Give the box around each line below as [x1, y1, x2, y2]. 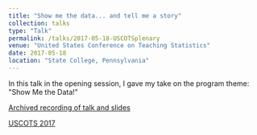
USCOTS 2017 [8, 118, 56, 128]
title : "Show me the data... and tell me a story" [8, 11, 182, 20]
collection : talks [8, 19, 70, 27]
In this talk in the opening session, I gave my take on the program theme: [8, 78, 250, 88]
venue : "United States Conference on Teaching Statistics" [8, 42, 211, 50]
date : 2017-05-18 [8, 49, 67, 57]
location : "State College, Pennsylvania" [8, 57, 150, 65]
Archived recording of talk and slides [8, 102, 131, 112]
